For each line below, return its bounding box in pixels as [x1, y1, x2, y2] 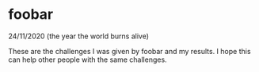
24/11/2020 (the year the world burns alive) [8, 31, 149, 41]
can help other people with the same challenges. [8, 55, 168, 64]
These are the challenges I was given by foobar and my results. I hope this [8, 46, 251, 56]
